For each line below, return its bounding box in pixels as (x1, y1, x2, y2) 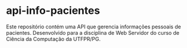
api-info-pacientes (6, 4, 101, 17)
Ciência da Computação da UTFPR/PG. (6, 35, 101, 42)
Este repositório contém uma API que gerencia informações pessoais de (6, 23, 181, 30)
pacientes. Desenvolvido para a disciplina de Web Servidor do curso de (6, 29, 179, 36)
